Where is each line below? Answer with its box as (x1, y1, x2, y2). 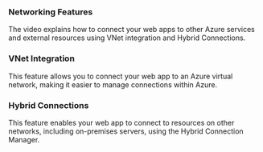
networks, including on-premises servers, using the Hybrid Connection (8, 126, 244, 136)
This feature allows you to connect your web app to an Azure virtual (8, 71, 233, 81)
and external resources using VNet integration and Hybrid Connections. (8, 33, 246, 42)
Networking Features (8, 6, 93, 18)
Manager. (8, 134, 40, 144)
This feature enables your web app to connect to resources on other (8, 118, 235, 127)
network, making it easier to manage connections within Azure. (8, 79, 218, 90)
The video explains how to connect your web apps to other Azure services (8, 25, 255, 34)
